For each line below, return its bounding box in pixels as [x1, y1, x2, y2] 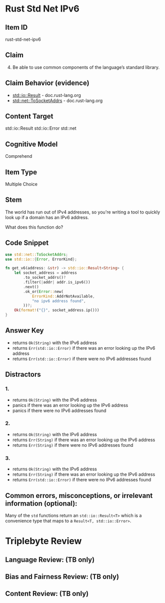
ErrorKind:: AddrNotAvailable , [31, 293, 95, 299]
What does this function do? [5, 224, 63, 230]
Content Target [5, 112, 53, 121]
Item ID [5, 23, 28, 32]
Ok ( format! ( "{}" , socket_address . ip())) [14, 308, 99, 313]
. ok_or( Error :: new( [23, 289, 64, 294]
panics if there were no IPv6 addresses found [12, 408, 106, 414]
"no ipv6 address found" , [31, 298, 86, 304]
